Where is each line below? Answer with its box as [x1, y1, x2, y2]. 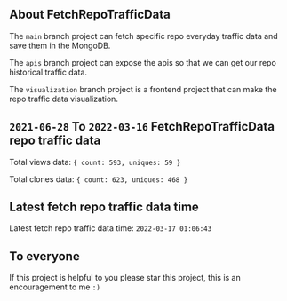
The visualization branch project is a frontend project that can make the [9, 83, 277, 94]
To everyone [9, 249, 80, 264]
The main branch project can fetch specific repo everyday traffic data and [9, 30, 278, 41]
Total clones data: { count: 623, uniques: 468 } [9, 173, 188, 185]
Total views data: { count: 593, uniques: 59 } [9, 156, 181, 167]
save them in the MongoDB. [9, 40, 111, 51]
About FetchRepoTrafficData [9, 7, 171, 22]
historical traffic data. [9, 67, 87, 77]
